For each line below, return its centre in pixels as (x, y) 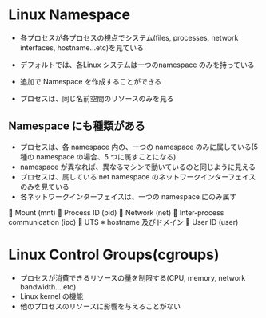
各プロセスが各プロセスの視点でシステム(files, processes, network (129, 37)
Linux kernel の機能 (52, 296)
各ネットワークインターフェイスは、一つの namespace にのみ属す (128, 196)
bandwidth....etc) (48, 287)
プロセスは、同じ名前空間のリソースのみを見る (97, 98)
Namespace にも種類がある (77, 126)
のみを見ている (44, 186)
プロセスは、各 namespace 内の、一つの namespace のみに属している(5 (139, 147)
